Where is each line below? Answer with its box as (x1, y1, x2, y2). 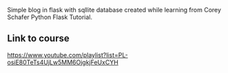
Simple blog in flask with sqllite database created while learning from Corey (7, 6, 222, 14)
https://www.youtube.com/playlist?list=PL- (7, 50, 129, 59)
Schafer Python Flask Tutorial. (7, 13, 93, 21)
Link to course (7, 33, 70, 44)
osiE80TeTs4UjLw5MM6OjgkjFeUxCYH (7, 58, 118, 66)
